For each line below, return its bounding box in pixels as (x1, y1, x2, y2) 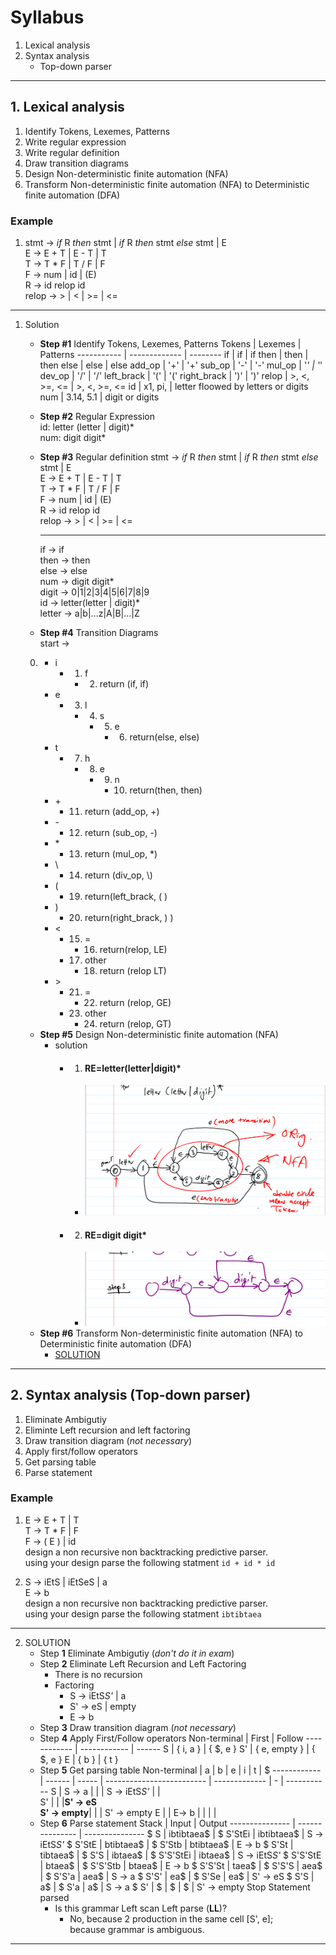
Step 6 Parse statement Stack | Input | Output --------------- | (39, 1817, 296, 1829)
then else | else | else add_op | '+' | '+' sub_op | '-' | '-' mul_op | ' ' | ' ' (39, 359, 323, 371)
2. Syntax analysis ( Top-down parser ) (10, 1387, 252, 1404)
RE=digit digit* (84, 1229, 148, 1241)
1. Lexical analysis (10, 99, 125, 116)
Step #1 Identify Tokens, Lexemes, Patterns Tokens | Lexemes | (39, 338, 302, 350)
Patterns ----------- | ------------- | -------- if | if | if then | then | (39, 349, 309, 361)
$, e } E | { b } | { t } (39, 1753, 119, 1765)
